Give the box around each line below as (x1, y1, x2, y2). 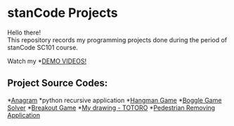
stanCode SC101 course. (7, 43, 79, 51)
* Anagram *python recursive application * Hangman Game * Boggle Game (7, 96, 222, 104)
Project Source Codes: (7, 77, 108, 89)
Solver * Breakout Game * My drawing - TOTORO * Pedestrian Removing (7, 103, 216, 112)
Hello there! (7, 28, 41, 37)
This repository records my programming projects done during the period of (7, 35, 228, 44)
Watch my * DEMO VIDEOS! (7, 56, 86, 65)
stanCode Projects (7, 5, 118, 21)
